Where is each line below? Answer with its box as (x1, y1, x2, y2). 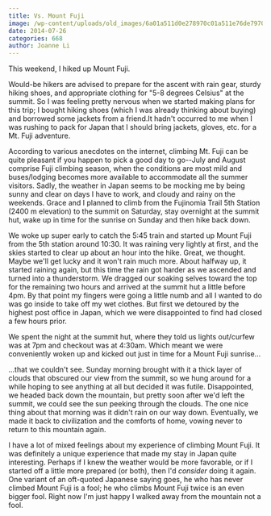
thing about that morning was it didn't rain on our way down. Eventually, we (8, 408, 259, 418)
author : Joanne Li (8, 42, 70, 50)
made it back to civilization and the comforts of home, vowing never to (8, 416, 243, 426)
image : (8, 19, 31, 27)
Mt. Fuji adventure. (8, 131, 71, 141)
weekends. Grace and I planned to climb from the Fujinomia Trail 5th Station (8, 198, 261, 208)
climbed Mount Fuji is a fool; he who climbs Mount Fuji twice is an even (8, 483, 244, 493)
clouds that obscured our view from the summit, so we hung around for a (8, 373, 252, 383)
